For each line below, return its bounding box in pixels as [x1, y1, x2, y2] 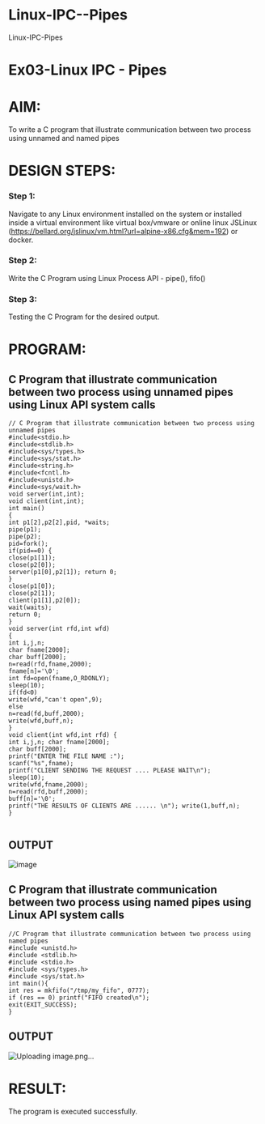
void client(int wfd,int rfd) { [8, 731, 117, 739]
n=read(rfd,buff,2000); [8, 788, 89, 796]
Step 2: [8, 255, 38, 266]
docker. [8, 235, 34, 245]
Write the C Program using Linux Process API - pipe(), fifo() [8, 273, 206, 283]
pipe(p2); [8, 533, 42, 541]
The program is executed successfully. [8, 1106, 137, 1116]
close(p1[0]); [8, 582, 57, 590]
